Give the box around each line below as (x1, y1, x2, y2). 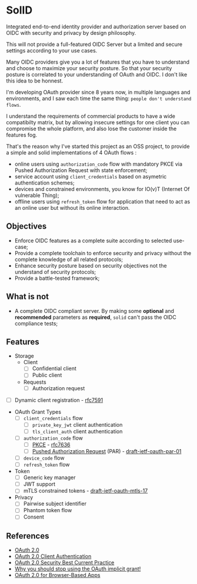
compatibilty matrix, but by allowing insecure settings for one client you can (6, 118, 190, 126)
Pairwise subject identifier (23, 500, 87, 507)
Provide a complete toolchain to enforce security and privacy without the (14, 249, 192, 256)
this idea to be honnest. (6, 77, 64, 84)
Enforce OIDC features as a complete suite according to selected (14, 237, 172, 244)
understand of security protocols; (14, 268, 96, 275)
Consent (23, 513, 44, 520)
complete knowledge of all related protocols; (14, 256, 123, 263)
